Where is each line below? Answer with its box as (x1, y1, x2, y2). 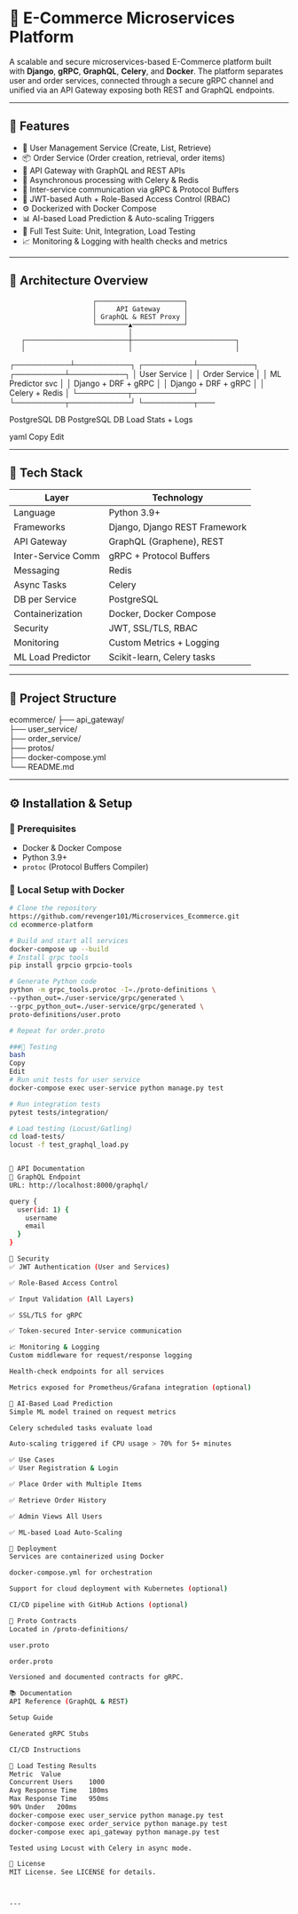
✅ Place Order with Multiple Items (9, 1480, 143, 1489)
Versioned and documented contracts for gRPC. (9, 1673, 184, 1682)
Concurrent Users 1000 (9, 1778, 105, 1787)
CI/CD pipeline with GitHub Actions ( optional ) (9, 1600, 189, 1610)
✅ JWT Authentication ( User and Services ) (9, 1262, 170, 1271)
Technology (152, 492, 204, 504)
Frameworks (13, 521, 66, 533)
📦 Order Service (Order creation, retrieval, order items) (21, 152, 226, 163)
